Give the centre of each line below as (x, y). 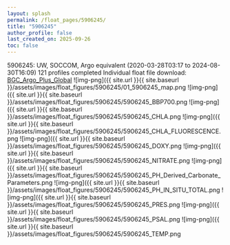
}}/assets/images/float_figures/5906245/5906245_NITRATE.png (99, 160)
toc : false (23, 46)
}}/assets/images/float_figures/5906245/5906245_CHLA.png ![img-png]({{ (114, 117)
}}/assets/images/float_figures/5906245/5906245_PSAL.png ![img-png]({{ (113, 219)
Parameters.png (30, 183)
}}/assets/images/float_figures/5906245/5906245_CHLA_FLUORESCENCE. (114, 131)
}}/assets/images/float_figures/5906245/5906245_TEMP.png (94, 234)
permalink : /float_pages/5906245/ (57, 20)
